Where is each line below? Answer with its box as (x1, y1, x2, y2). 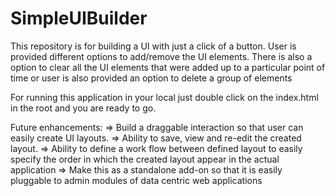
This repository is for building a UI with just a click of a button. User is (10, 40, 297, 52)
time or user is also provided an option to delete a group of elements (10, 72, 293, 84)
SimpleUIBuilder (10, 7, 148, 30)
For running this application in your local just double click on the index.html (10, 91, 319, 103)
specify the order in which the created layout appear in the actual (10, 153, 280, 165)
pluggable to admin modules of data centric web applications (10, 174, 263, 186)
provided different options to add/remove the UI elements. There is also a (10, 50, 313, 62)
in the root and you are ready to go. (10, 102, 157, 114)
